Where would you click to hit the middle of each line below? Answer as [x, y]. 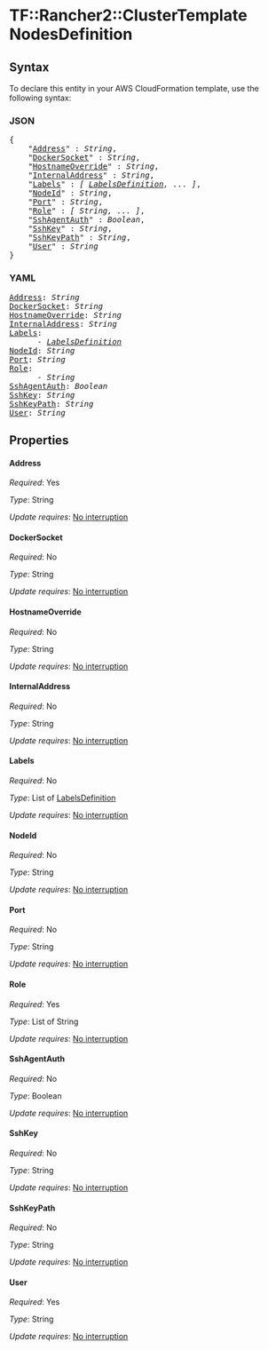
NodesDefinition [71, 34]
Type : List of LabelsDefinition [63, 798]
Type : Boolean [35, 1096]
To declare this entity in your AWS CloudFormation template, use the [134, 88]
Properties [39, 440]
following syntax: [40, 98]
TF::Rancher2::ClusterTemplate [128, 16]
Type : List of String [44, 1021]
